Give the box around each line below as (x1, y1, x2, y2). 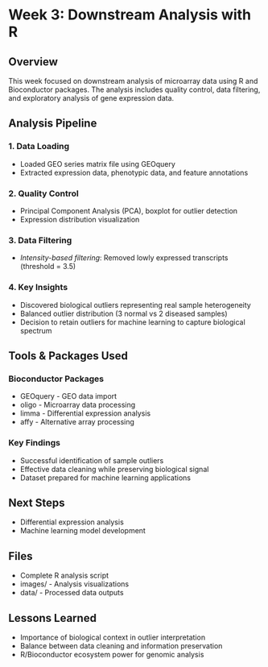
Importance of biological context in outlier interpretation (19, 632, 206, 642)
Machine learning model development (19, 526, 146, 536)
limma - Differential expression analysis (19, 408, 151, 418)
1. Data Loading (8, 141, 70, 152)
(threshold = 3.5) (19, 262, 76, 271)
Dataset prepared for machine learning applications (19, 473, 192, 483)
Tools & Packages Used (8, 349, 129, 362)
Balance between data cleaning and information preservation (19, 641, 223, 650)
